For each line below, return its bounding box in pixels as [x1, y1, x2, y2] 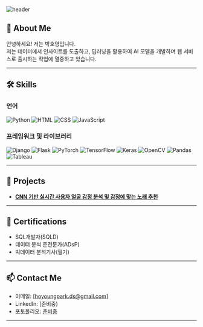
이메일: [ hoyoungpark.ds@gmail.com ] [14, 292, 109, 300]
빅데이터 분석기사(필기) [14, 248, 69, 256]
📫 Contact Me [6, 272, 62, 283]
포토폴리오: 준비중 [14, 308, 57, 315]
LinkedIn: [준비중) [14, 300, 59, 308]
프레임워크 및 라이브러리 [6, 132, 72, 140]
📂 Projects [6, 176, 46, 187]
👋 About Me [6, 23, 51, 33]
